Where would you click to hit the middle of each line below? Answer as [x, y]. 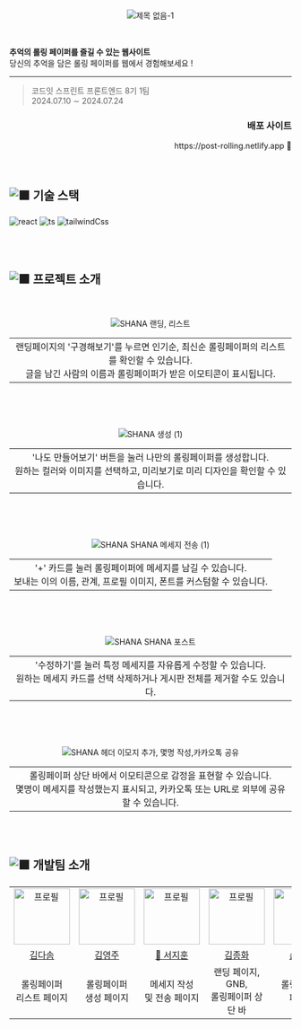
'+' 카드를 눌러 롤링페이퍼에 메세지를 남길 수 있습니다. [141, 567]
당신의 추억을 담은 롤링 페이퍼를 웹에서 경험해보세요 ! [101, 63]
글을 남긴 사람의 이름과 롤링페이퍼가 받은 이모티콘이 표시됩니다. [150, 374]
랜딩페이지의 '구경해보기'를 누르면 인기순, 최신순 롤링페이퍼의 [137, 347]
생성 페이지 [107, 998]
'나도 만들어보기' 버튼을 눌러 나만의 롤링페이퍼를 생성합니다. [150, 457]
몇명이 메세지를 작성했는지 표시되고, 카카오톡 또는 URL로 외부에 [141, 788]
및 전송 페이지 [172, 998]
